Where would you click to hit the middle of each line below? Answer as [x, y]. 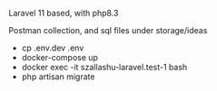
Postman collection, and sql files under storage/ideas [108, 30]
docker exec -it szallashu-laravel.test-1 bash [104, 67]
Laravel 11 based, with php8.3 [64, 13]
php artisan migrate [58, 77]
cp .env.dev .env [53, 48]
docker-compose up [60, 57]
